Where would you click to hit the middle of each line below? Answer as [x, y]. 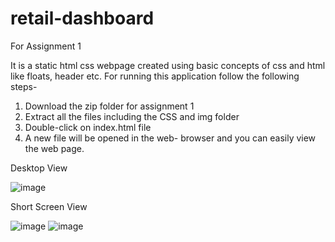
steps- [24, 86]
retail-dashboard [82, 18]
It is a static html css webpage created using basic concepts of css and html [168, 65]
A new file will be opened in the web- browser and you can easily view [170, 138]
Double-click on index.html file [88, 127]
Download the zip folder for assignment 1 [109, 106]
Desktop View [39, 168]
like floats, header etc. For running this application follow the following [155, 76]
